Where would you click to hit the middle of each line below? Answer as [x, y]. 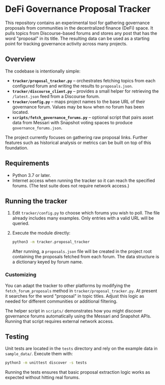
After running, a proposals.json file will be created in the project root [82, 251]
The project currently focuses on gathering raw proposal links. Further [76, 137]
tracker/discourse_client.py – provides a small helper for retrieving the [85, 91]
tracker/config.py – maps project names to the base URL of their [79, 102]
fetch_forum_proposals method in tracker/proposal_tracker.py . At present [81, 291]
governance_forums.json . [37, 128]
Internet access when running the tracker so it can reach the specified [83, 180]
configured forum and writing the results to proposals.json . [72, 86]
